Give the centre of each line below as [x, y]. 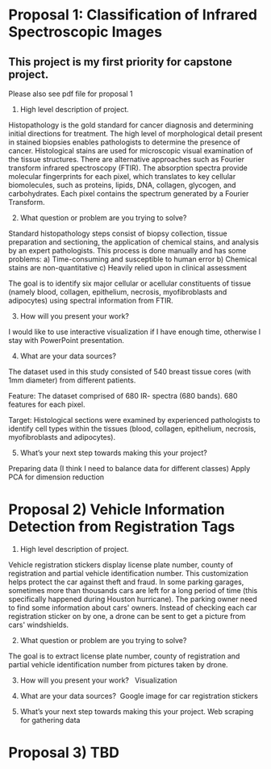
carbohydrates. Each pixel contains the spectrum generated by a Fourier [129, 194]
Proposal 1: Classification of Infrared [133, 15]
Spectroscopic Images [85, 32]
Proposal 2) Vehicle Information [117, 510]
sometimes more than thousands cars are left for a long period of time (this [133, 590]
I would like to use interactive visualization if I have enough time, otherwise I [135, 332]
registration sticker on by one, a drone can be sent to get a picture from [127, 616]
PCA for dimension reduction [56, 477]
